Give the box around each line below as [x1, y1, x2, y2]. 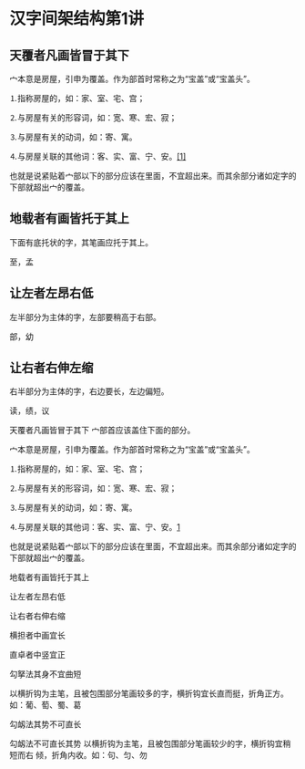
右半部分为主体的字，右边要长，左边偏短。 [9, 386, 169, 397]
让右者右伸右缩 [9, 610, 66, 621]
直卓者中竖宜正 [9, 649, 66, 660]
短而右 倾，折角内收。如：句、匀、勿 [9, 750, 147, 761]
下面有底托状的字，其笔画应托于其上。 [9, 236, 153, 247]
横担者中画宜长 [9, 630, 66, 641]
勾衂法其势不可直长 [9, 719, 82, 730]
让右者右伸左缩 [9, 360, 94, 376]
